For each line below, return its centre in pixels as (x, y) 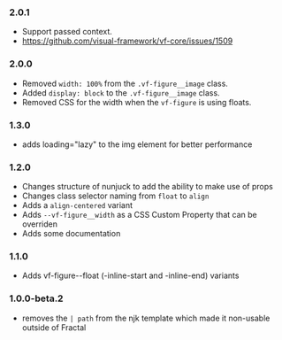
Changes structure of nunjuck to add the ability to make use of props (148, 187)
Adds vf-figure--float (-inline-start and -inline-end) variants (130, 275)
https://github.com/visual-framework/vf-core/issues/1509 (127, 41)
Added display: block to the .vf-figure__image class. (121, 93)
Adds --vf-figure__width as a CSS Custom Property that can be (140, 215)
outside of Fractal (54, 327)
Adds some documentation (71, 234)
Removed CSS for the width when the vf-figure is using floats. (137, 102)
